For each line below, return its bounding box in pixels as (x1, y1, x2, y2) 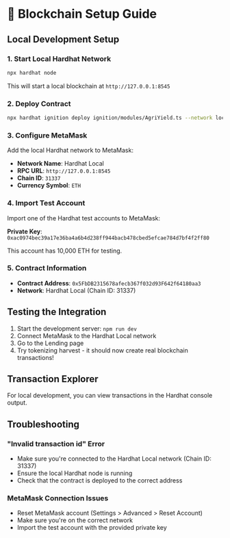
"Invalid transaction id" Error (7, 439, 105, 448)
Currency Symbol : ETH (16, 181, 81, 190)
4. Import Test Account (7, 198, 86, 208)
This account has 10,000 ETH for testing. (7, 246, 123, 255)
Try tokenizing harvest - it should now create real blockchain (16, 346, 188, 355)
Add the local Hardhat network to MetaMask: (7, 146, 133, 155)
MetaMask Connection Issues (7, 494, 109, 503)
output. (7, 398, 27, 407)
